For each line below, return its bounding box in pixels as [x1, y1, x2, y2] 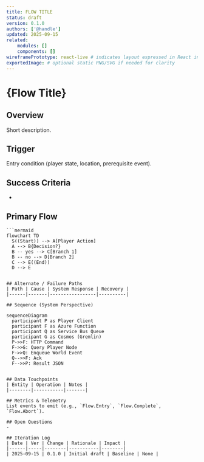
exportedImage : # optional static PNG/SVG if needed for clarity [6, 60, 175, 66]
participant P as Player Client [12, 317, 94, 324]
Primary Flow [6, 211, 58, 222]
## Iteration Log [6, 435, 50, 441]
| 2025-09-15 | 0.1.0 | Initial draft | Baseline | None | [6, 450, 159, 457]
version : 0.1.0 [6, 20, 45, 26]
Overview [6, 110, 44, 120]
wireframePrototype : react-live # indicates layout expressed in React [6, 54, 191, 60]
